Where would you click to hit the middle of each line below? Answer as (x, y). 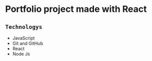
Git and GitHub (28, 43)
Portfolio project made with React (76, 9)
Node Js (21, 54)
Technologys (24, 27)
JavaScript (23, 38)
